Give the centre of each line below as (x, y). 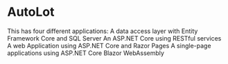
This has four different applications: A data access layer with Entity (103, 31)
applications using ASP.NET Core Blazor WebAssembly (86, 53)
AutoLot (31, 12)
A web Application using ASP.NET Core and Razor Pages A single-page (109, 45)
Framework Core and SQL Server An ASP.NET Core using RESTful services (114, 38)
